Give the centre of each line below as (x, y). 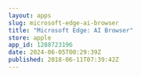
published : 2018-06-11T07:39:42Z (64, 60)
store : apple (30, 38)
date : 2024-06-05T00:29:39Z (55, 52)
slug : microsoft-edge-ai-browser (64, 23)
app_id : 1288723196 (41, 45)
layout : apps (30, 15)
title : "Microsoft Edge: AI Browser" (71, 30)
